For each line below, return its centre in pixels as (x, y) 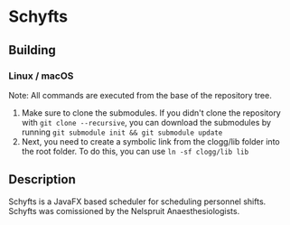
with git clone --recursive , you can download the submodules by (146, 122)
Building (32, 50)
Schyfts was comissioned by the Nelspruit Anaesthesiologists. (124, 211)
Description (42, 179)
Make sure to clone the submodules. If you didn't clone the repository (151, 112)
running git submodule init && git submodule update (122, 132)
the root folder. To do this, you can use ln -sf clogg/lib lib (135, 151)
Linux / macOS (41, 76)
